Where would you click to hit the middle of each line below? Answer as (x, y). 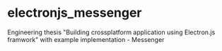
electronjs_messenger (75, 13)
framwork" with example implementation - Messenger (86, 39)
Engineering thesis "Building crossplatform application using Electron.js (111, 32)
